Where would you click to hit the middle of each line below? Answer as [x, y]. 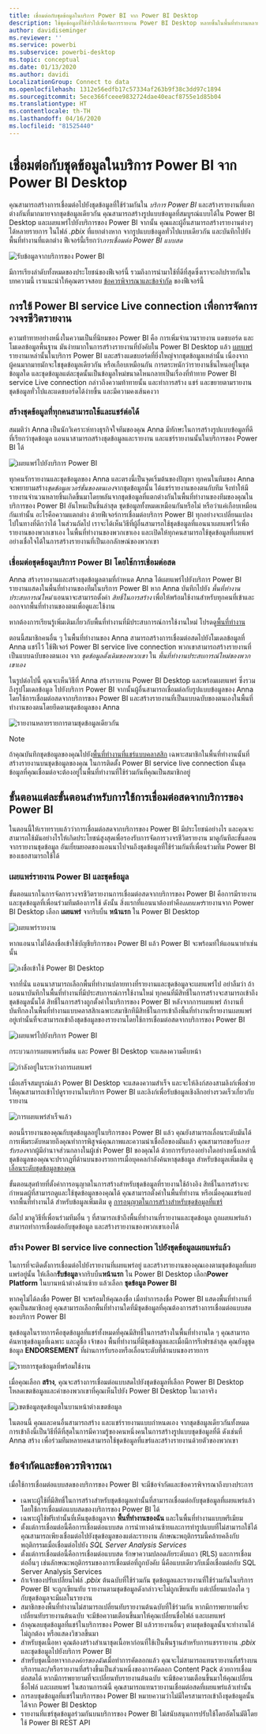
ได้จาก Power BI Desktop [58, 1705]
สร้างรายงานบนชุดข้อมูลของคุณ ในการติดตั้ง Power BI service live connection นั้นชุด [127, 763]
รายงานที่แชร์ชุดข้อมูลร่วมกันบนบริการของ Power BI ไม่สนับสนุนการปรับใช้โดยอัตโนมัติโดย [139, 1714]
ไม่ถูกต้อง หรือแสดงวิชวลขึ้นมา [60, 1633]
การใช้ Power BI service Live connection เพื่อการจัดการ [133, 306]
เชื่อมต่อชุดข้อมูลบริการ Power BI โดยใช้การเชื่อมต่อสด [92, 562]
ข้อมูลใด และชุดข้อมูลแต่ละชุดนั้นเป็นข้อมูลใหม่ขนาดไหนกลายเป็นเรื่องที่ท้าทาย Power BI [123, 373]
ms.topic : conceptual [45, 60]
